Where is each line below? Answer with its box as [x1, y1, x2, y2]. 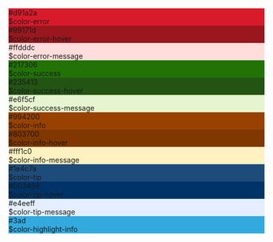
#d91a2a [8, 8, 38, 17]
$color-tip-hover [8, 190, 64, 199]
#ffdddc [8, 42, 35, 52]
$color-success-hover [8, 86, 84, 95]
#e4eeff [8, 199, 36, 208]
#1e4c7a [8, 164, 37, 174]
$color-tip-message [8, 207, 76, 217]
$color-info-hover [8, 138, 69, 147]
